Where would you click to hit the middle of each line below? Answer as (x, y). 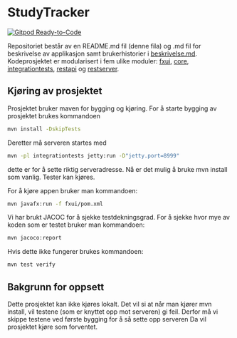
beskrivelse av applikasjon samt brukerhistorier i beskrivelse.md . (102, 53)
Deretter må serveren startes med (57, 143)
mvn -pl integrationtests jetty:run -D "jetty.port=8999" (94, 155)
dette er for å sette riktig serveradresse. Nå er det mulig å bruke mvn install (117, 169)
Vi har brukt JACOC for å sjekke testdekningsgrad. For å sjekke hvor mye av (118, 217)
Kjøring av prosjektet (55, 91)
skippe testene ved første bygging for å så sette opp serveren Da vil (107, 319)
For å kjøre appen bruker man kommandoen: (73, 190)
